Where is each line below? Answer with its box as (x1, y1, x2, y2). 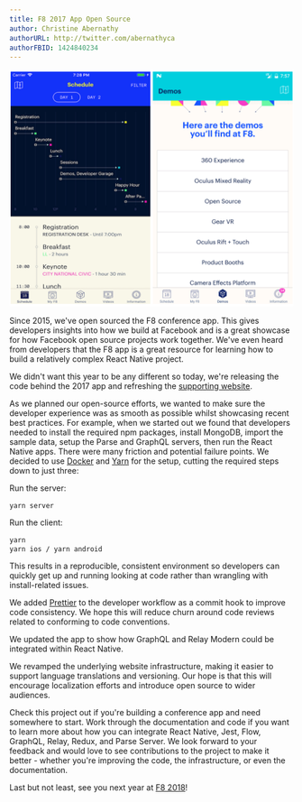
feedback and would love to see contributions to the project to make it (9, 745, 270, 756)
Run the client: (9, 517, 63, 528)
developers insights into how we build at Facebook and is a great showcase (9, 325, 290, 336)
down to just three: (9, 465, 79, 475)
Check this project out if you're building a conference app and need (9, 706, 261, 717)
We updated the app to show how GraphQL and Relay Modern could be (9, 633, 275, 644)
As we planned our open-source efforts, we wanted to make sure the (9, 398, 266, 409)
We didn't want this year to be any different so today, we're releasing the (9, 371, 279, 382)
